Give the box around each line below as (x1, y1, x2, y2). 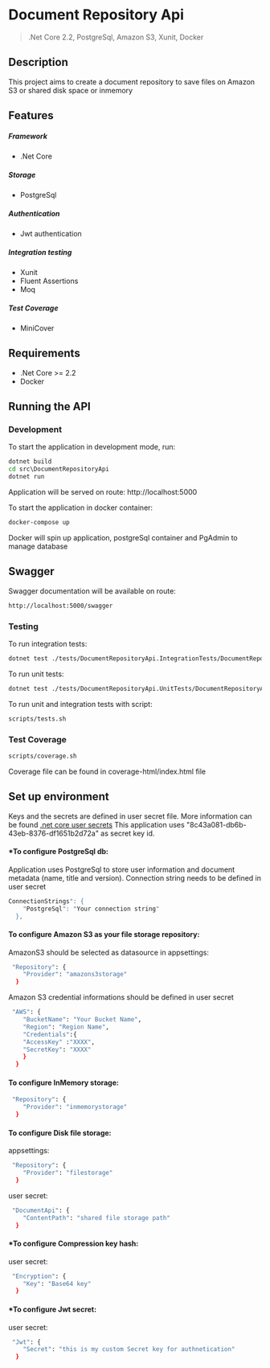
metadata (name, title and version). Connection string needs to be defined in (8, 873, 262, 882)
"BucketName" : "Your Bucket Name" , (22, 1016, 142, 1024)
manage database (8, 541, 68, 551)
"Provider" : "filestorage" (22, 1169, 113, 1177)
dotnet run (8, 473, 45, 481)
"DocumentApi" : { (11, 1206, 70, 1214)
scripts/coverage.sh (8, 752, 78, 760)
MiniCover (19, 323, 55, 333)
